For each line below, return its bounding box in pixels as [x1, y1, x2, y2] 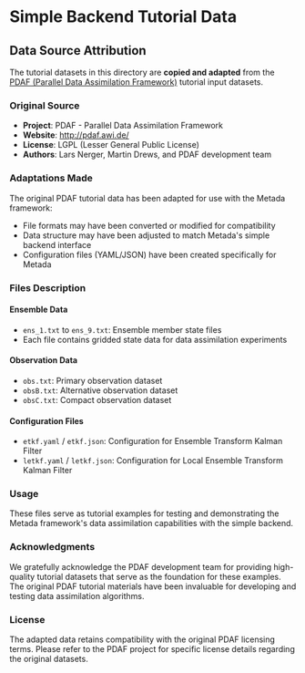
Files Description [9, 281, 86, 294]
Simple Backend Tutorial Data [9, 6, 238, 27]
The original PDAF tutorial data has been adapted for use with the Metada [9, 192, 286, 203]
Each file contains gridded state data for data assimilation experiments [22, 334, 288, 345]
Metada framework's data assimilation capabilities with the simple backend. [9, 518, 294, 529]
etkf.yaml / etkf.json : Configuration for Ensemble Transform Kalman [22, 436, 283, 447]
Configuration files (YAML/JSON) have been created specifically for [22, 249, 277, 260]
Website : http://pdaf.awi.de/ [22, 129, 129, 140]
